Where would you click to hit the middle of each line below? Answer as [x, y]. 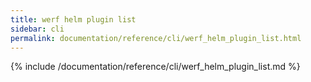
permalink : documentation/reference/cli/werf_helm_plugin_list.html [156, 38]
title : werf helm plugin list [73, 19]
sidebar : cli [37, 29]
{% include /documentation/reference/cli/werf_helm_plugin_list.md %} [155, 67]
